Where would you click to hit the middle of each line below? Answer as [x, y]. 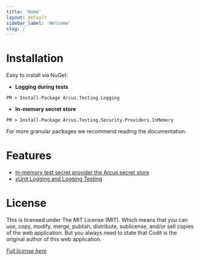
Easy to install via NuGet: [37, 75]
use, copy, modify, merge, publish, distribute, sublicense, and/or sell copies [100, 226]
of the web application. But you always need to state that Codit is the [92, 233]
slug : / [16, 29]
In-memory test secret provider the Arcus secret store [82, 173]
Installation [35, 59]
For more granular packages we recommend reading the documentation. [96, 132]
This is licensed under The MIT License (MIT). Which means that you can [97, 220]
